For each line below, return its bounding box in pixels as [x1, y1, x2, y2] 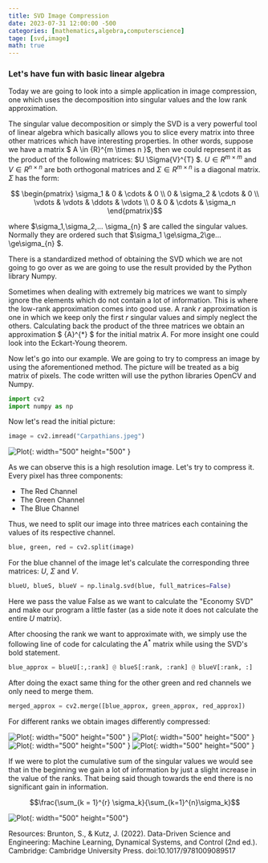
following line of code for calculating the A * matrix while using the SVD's [8, 638, 248, 648]
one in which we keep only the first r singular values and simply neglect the [8, 312, 258, 322]
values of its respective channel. [8, 528, 116, 537]
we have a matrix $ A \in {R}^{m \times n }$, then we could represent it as [8, 145, 251, 154]
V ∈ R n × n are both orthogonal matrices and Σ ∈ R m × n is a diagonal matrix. [8, 163, 261, 174]
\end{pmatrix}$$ [107, 206, 163, 216]
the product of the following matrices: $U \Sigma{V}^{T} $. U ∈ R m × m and [8, 154, 257, 165]
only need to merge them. [8, 686, 94, 696]
